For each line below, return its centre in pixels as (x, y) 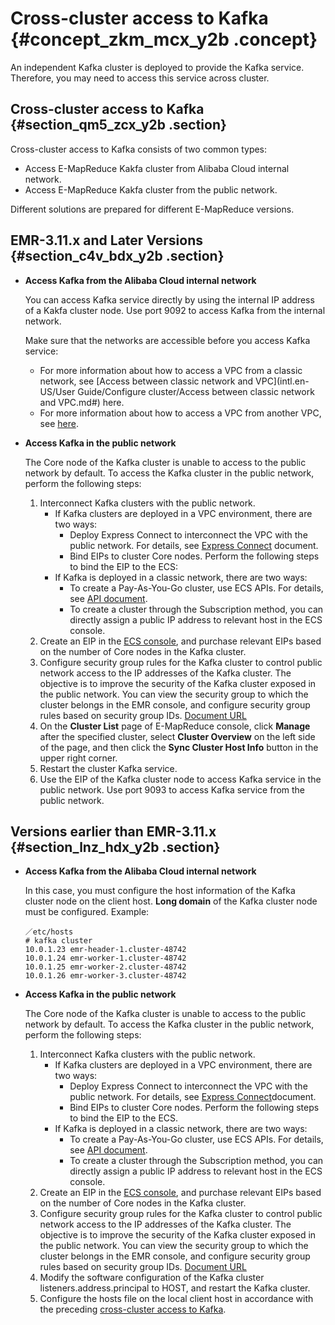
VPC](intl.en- (282, 381)
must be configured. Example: (87, 912)
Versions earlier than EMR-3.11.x (113, 831)
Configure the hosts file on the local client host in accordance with (176, 1299)
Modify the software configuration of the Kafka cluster (152, 1278)
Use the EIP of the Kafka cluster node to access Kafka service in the (180, 779)
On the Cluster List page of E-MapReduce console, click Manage (175, 726)
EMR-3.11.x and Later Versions (107, 240)
